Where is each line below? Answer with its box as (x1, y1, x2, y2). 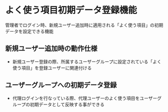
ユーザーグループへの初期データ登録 (5, 81, 117, 89)
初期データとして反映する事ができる (30, 101, 105, 107)
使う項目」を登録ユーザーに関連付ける (12, 64, 92, 70)
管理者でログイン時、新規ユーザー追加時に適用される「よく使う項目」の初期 (5, 22, 163, 28)
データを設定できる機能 (5, 28, 54, 34)
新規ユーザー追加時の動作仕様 (5, 44, 98, 53)
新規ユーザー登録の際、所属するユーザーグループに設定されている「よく (12, 58, 161, 64)
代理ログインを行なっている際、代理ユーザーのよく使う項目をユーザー (12, 95, 157, 101)
